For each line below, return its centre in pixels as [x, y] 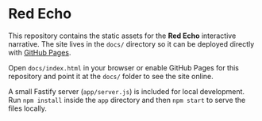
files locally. [28, 108]
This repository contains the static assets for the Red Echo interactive [122, 36]
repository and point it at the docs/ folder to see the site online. [111, 76]
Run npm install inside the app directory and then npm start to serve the [127, 100]
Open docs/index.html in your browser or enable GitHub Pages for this [124, 67]
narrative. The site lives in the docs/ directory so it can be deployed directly [131, 43]
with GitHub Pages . [40, 52]
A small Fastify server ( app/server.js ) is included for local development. [126, 91]
